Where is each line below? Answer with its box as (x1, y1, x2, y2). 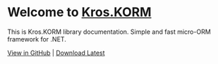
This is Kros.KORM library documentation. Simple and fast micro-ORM (7, 27, 212, 36)
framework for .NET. (7, 34, 67, 43)
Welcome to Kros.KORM (7, 4, 152, 20)
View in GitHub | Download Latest (7, 49, 105, 57)
